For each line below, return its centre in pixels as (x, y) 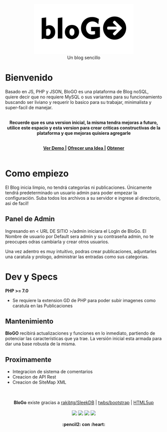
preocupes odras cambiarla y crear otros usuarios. (57, 242)
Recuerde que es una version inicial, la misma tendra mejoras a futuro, (84, 122)
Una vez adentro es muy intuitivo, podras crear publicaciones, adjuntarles (81, 251)
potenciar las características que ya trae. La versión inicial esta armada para (83, 339)
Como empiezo (37, 174)
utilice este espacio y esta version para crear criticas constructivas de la (84, 128)
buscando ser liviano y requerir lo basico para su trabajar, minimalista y (79, 102)
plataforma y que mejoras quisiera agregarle (84, 133)
